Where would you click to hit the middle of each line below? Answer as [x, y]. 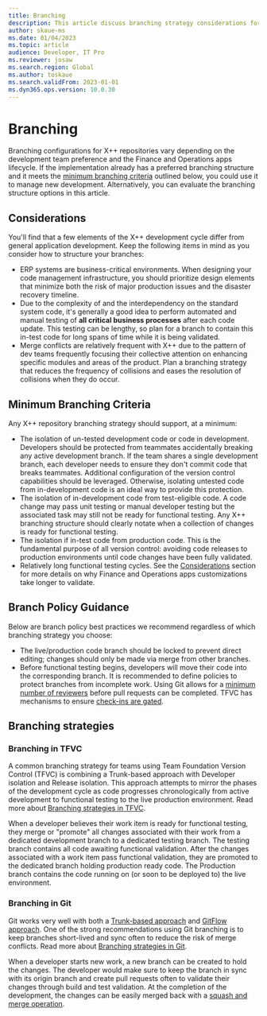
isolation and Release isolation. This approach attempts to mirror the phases [133, 783]
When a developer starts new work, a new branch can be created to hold [128, 961]
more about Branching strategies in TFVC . [77, 809]
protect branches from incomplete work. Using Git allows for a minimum [137, 684]
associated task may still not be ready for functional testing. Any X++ [133, 514]
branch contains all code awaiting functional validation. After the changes [129, 849]
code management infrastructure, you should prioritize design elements [137, 278]
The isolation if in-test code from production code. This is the [120, 540]
